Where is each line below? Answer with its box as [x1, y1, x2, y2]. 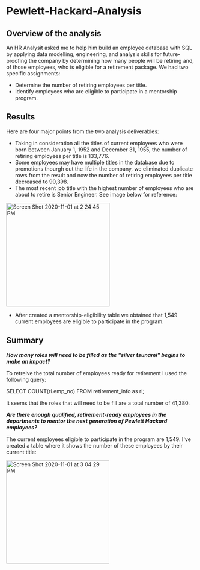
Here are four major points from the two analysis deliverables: [6, 128, 159, 135]
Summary [6, 335, 44, 346]
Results [6, 112, 35, 122]
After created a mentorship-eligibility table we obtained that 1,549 [14, 311, 178, 318]
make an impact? [6, 358, 51, 365]
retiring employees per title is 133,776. [14, 152, 109, 159]
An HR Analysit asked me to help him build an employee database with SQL [6, 44, 193, 51]
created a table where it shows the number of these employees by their [6, 442, 183, 449]
